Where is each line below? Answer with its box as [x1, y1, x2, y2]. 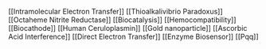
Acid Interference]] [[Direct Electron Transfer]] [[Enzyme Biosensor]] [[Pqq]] [8, 32, 259, 41]
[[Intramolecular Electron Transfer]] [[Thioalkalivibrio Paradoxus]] [8, 7, 223, 16]
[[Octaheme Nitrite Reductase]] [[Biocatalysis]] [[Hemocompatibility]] [8, 15, 237, 24]
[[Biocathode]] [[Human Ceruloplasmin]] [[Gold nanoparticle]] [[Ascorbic [8, 24, 248, 32]
